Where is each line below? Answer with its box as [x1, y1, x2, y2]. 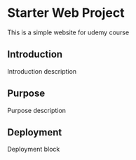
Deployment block [7, 145, 60, 154]
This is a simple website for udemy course [7, 28, 130, 36]
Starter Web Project [7, 5, 125, 21]
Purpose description [7, 106, 67, 114]
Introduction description [7, 67, 77, 75]
